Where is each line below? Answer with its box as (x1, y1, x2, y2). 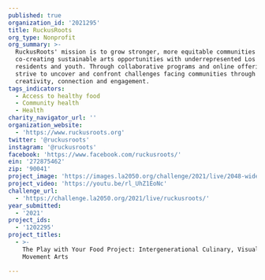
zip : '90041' (8, 165, 51, 173)
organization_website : (8, 121, 83, 129)
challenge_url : (8, 186, 58, 195)
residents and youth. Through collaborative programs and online (15, 63, 235, 71)
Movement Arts (22, 252, 69, 260)
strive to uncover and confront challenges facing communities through (15, 70, 256, 78)
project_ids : (8, 216, 51, 224)
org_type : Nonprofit (8, 33, 77, 42)
